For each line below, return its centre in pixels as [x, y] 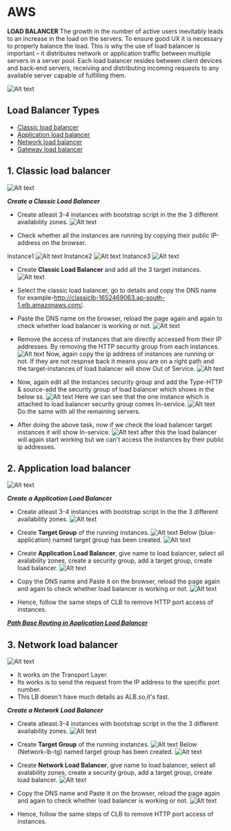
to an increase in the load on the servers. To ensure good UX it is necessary [115, 38]
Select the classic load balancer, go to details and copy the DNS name [117, 290]
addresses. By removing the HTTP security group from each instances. [118, 346]
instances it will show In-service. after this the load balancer [117, 432]
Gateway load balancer [50, 149]
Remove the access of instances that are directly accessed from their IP [119, 339]
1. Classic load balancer [59, 171]
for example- [36, 298]
